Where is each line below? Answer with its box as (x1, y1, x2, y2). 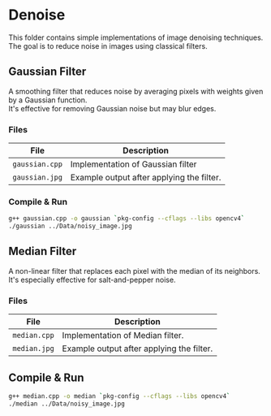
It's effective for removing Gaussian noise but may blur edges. (8, 103, 217, 113)
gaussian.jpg (12, 173, 63, 182)
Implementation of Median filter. (62, 330, 184, 341)
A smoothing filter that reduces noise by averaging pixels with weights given (8, 86, 264, 96)
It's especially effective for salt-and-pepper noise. (8, 275, 176, 284)
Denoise (8, 6, 66, 24)
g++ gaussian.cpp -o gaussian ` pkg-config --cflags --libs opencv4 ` (8, 214, 245, 223)
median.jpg (12, 344, 54, 353)
